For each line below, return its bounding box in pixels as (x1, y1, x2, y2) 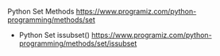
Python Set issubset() (18, 31, 91, 39)
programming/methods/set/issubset (18, 39, 137, 48)
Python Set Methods (7, 7, 75, 16)
